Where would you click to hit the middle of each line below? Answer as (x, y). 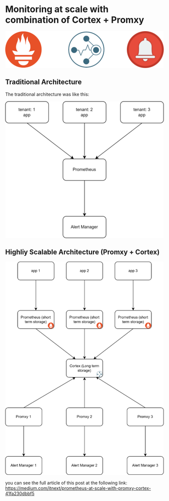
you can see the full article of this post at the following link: (66, 483)
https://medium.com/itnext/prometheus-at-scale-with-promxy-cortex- (78, 488)
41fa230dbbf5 (20, 493)
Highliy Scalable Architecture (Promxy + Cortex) (82, 252)
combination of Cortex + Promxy (75, 20)
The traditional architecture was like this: (47, 94)
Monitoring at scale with (57, 9)
